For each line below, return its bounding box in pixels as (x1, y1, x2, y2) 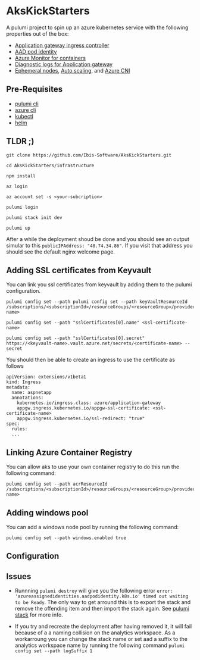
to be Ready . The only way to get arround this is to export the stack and (14, 599, 191, 606)
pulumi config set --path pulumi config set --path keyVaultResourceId (6, 299, 187, 305)
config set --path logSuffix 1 (14, 648, 93, 654)
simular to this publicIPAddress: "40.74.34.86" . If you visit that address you (6, 242, 193, 249)
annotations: (11, 395, 44, 401)
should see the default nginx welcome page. (6, 248, 115, 255)
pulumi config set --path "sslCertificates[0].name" (6, 320, 140, 326)
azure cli (14, 106, 36, 114)
